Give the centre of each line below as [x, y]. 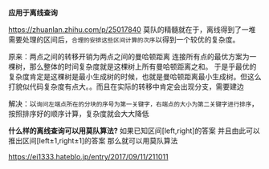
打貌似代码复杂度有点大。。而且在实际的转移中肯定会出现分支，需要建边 [126, 87]
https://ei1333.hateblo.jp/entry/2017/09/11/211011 [88, 157]
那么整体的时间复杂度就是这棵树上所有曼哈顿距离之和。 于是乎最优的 [143, 66]
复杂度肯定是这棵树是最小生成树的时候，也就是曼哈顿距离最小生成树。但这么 [135, 76]
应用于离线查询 [33, 12]
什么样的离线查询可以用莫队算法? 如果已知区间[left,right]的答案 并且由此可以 [134, 131]
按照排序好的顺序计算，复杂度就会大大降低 [79, 114]
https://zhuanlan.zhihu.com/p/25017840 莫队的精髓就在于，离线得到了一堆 [132, 30]
